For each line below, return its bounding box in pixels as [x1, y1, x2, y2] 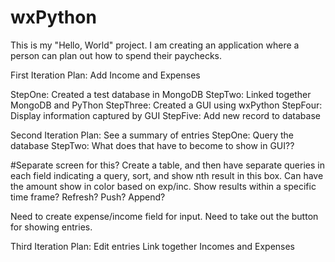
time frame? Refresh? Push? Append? [10, 191, 166, 203]
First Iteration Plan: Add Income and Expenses [10, 69, 201, 81]
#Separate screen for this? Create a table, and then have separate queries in [10, 159, 325, 171]
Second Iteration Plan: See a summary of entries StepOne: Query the [10, 129, 294, 141]
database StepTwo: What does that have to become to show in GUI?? [10, 139, 295, 151]
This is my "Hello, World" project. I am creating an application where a [10, 39, 300, 51]
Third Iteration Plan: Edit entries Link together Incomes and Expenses [10, 240, 295, 252]
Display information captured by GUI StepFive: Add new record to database [10, 109, 321, 121]
